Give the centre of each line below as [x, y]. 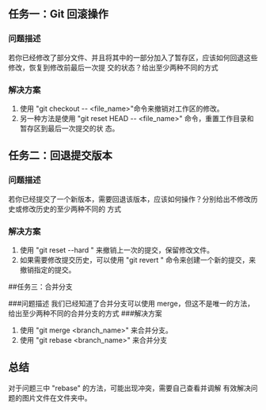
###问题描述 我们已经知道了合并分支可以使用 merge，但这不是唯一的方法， [131, 303]
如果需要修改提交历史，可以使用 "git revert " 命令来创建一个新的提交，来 [137, 260]
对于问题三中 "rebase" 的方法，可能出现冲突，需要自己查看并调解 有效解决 [129, 388]
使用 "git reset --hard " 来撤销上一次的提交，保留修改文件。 [117, 250]
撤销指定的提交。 [47, 270]
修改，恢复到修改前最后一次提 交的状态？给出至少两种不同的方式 [113, 67]
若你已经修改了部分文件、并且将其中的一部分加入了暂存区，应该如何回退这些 [133, 57]
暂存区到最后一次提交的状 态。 [69, 128]
